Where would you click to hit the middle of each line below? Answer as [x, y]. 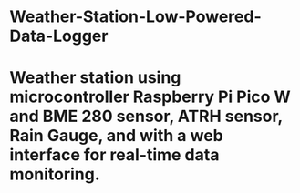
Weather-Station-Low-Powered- [135, 17]
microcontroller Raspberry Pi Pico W [150, 97]
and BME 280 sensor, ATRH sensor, [146, 117]
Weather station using [95, 78]
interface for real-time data [114, 155]
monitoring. [55, 174]
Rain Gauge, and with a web [116, 136]
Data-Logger [59, 36]
